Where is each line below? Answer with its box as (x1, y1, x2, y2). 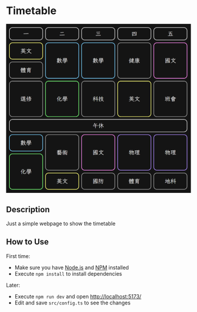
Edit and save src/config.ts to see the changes (14, 299, 131, 306)
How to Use (6, 237, 49, 247)
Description (6, 204, 50, 215)
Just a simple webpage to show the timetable (6, 220, 116, 227)
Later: (6, 282, 21, 289)
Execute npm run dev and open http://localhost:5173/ (14, 293, 142, 300)
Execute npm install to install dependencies (14, 270, 122, 277)
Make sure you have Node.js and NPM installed (14, 264, 129, 271)
